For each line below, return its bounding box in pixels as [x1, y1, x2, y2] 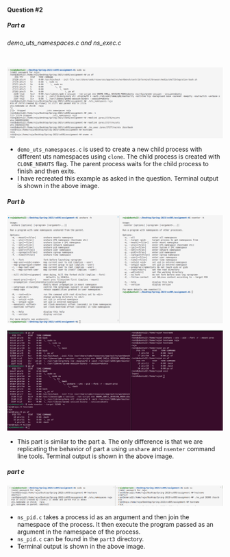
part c [7, 468, 25, 476]
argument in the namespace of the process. [16, 527, 141, 536]
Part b [7, 197, 25, 205]
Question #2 [7, 5, 43, 14]
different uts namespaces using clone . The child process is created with [16, 152, 220, 161]
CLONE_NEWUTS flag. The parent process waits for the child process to [16, 160, 209, 168]
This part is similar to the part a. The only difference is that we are [16, 437, 203, 446]
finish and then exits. [16, 167, 77, 175]
